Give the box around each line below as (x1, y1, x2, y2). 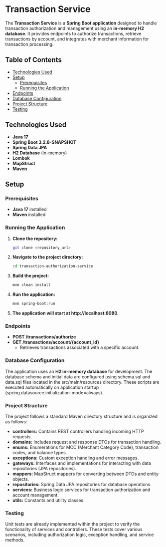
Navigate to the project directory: (12, 254, 83, 260)
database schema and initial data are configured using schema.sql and (5, 373, 151, 380)
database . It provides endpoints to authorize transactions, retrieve (5, 30, 142, 36)
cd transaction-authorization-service (12, 264, 93, 269)
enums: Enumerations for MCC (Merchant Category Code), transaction (12, 444, 159, 450)
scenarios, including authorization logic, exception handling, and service (5, 532, 154, 538)
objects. (12, 476, 29, 482)
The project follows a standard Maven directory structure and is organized (5, 413, 158, 419)
